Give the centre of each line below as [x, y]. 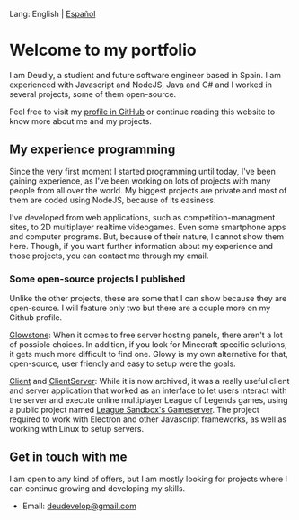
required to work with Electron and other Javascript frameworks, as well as [148, 419]
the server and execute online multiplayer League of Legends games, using [149, 400]
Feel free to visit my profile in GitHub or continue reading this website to [142, 112]
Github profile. [36, 318]
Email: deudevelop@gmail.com [79, 506]
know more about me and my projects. [81, 121]
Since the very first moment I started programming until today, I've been [142, 171]
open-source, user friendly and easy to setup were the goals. [123, 363]
